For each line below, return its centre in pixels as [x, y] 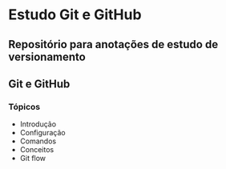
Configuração [42, 133]
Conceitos [37, 150]
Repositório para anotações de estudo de [113, 44]
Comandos [38, 141]
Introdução [38, 124]
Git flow [33, 159]
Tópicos [24, 107]
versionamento [47, 56]
